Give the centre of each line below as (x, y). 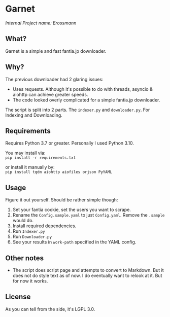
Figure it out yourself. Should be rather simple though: (62, 200)
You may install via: (25, 153)
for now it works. (30, 281)
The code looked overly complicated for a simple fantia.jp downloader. (86, 100)
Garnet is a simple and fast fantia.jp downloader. (56, 51)
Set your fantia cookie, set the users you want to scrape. (72, 210)
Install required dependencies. (44, 226)
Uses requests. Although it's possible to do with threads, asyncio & (83, 89)
